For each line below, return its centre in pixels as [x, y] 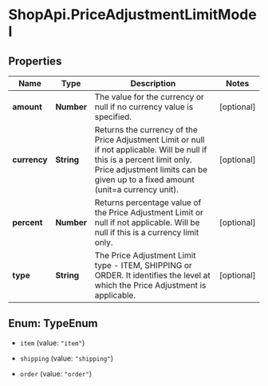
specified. [113, 117]
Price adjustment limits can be [151, 169]
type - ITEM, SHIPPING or [144, 265]
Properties [35, 61]
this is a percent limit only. [144, 160]
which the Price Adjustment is [150, 285]
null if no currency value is [144, 107]
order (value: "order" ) [56, 373]
